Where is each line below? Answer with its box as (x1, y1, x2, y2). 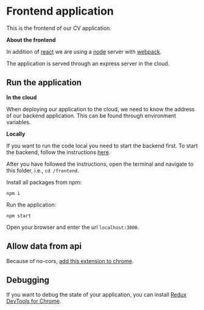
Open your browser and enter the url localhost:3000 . (6, 224, 139, 231)
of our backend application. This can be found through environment (6, 111, 177, 119)
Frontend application (6, 4, 114, 18)
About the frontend (6, 36, 56, 43)
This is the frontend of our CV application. (6, 24, 111, 32)
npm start (6, 213, 32, 219)
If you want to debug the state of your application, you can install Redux (6, 291, 187, 298)
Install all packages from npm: (6, 178, 82, 186)
